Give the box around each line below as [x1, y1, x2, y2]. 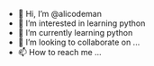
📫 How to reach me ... [17, 47, 102, 57]
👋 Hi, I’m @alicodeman [17, 9, 102, 19]
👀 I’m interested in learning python [17, 18, 146, 29]
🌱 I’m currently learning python [17, 28, 133, 37]
